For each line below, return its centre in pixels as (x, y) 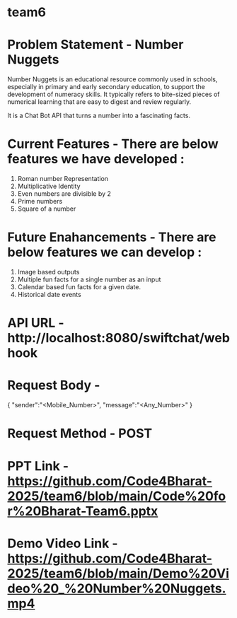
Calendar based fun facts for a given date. (79, 287)
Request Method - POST (80, 434)
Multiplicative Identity (49, 186)
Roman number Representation (63, 179)
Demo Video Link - (63, 543)
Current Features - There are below (113, 144)
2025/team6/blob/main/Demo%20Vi (118, 573)
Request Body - (54, 385)
